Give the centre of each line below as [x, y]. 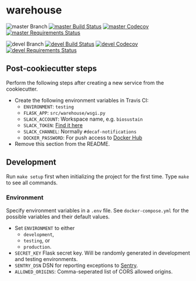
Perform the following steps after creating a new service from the [85, 83]
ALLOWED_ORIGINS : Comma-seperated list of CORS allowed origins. [94, 271]
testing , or [37, 240]
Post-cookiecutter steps [51, 69]
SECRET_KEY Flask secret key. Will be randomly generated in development [102, 253]
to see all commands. [32, 183]
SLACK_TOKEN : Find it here [53, 125]
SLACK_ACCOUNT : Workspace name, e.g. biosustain [83, 119]
